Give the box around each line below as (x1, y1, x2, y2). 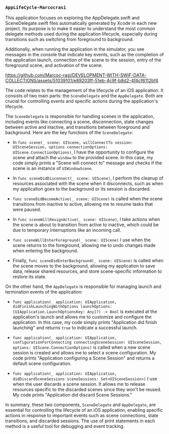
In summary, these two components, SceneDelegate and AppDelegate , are (5, 402, 156, 408)
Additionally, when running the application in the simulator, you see (5, 46, 145, 52)
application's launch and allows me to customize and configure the (12, 314, 152, 320)
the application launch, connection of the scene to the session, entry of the (5, 57, 161, 63)
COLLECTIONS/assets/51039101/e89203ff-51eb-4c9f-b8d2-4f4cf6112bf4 (5, 78, 158, 84)
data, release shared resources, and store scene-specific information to (12, 268, 162, 274)
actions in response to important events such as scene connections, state (5, 413, 159, 419)
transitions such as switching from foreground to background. (5, 37, 134, 43)
